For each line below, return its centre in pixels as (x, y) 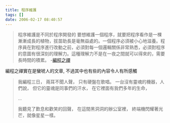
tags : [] (15, 15)
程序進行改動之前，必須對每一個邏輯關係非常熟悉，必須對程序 (100, 47)
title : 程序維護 (21, 10)
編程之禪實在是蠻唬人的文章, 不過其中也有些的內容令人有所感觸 (71, 71)
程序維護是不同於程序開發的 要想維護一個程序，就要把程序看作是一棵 (90, 35)
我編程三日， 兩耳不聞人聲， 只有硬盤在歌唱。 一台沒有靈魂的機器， (89, 82)
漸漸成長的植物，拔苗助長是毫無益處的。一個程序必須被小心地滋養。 (89, 41)
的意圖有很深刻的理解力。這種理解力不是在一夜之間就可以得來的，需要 (91, 54)
